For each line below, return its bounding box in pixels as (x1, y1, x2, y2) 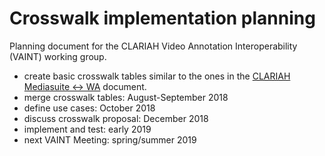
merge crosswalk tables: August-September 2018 (23, 91, 229, 103)
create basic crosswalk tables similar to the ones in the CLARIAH (23, 70, 291, 82)
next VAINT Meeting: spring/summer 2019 (23, 133, 197, 146)
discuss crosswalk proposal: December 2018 (23, 112, 209, 124)
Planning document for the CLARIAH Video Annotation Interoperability (9, 40, 298, 52)
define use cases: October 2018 (23, 102, 156, 114)
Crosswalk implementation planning (9, 7, 316, 30)
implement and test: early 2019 (23, 123, 152, 135)
